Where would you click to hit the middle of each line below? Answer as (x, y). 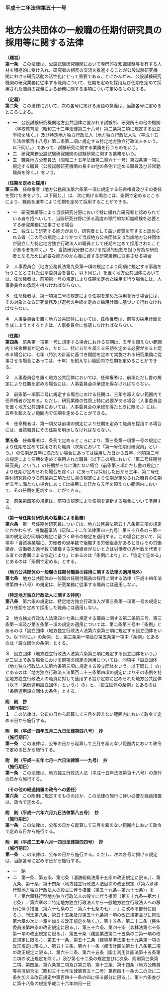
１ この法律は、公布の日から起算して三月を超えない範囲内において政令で (81, 714)
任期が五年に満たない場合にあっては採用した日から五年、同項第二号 (90, 453)
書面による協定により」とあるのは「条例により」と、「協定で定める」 (92, 555)
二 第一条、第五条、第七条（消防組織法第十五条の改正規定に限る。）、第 (86, 877)
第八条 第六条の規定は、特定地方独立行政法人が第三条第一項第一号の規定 (81, 601)
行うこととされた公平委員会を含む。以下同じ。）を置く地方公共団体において (83, 272)
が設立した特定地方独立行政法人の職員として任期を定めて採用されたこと (86, 243)
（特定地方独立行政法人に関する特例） (44, 595)
